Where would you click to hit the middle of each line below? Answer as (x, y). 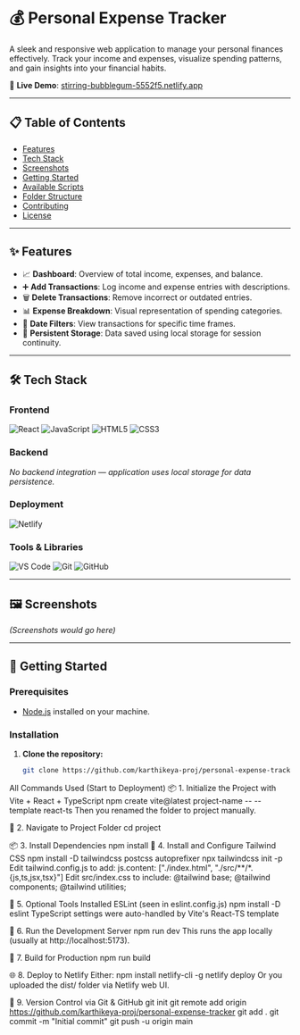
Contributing (45, 205)
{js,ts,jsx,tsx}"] (37, 877)
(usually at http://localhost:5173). (70, 940)
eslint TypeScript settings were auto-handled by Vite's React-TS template (144, 914)
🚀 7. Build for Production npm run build (80, 957)
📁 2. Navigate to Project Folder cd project (85, 827)
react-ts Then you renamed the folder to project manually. (150, 810)
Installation (34, 734)
